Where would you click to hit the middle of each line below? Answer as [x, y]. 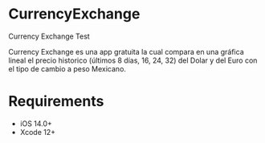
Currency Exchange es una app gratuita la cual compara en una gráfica [126, 51]
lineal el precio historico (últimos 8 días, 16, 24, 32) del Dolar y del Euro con [133, 60]
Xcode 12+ [38, 132]
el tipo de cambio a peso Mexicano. [67, 68]
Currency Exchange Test [49, 36]
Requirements [56, 102]
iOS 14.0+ [36, 123]
